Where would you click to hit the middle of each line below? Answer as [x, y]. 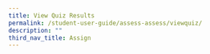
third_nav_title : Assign [50, 38]
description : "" [35, 30]
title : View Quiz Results [51, 15]
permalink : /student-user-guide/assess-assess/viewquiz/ [105, 23]
